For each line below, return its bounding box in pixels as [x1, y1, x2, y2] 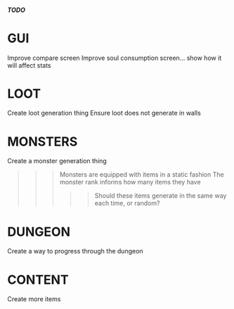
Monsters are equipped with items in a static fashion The [59, 170, 224, 179]
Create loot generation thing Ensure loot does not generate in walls [7, 109, 202, 118]
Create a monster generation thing [7, 157, 107, 165]
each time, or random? [94, 199, 160, 208]
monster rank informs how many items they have [59, 178, 202, 187]
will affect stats [7, 61, 51, 70]
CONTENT [7, 272, 69, 288]
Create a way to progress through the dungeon [7, 247, 143, 256]
